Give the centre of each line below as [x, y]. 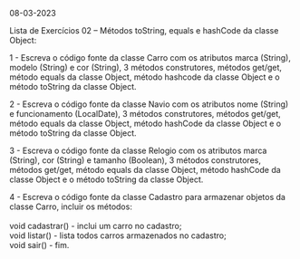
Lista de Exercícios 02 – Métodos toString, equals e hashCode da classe [144, 30]
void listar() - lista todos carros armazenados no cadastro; [118, 235]
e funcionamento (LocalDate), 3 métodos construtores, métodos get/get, [145, 114]
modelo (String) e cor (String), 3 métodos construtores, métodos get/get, [146, 67]
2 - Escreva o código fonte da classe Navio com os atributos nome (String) [149, 104]
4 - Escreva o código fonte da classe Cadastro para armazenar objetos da [147, 197]
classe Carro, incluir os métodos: [71, 206]
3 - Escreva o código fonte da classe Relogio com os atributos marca [138, 150]
